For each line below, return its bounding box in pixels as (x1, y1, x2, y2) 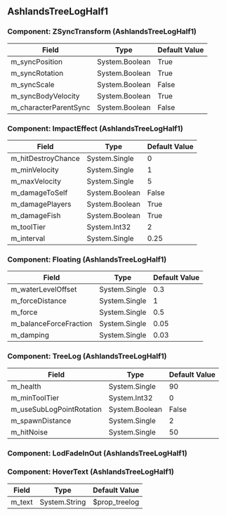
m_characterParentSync (11, 102, 91, 112)
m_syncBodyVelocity (11, 91, 80, 101)
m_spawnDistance (11, 415, 72, 425)
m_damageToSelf (11, 188, 68, 198)
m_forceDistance (11, 296, 67, 306)
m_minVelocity (11, 165, 59, 174)
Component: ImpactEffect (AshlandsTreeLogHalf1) (7, 123, 184, 133)
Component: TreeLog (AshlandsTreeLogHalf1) (7, 351, 167, 361)
